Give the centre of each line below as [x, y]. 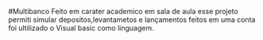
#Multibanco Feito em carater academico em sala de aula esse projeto [123, 11]
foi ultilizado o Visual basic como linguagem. [81, 28]
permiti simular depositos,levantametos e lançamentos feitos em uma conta [132, 20]
